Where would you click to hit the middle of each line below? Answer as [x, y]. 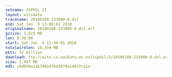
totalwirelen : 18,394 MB [32, 48]
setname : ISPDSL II [26, 10]
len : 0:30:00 [19, 38]
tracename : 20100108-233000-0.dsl [42, 19]
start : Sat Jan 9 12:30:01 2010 [41, 43]
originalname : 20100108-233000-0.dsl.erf [50, 29]
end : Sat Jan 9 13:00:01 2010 [39, 24]
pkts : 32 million [24, 52]
